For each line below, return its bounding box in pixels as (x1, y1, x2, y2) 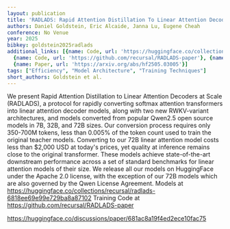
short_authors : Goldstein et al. (7, 73, 103, 81)
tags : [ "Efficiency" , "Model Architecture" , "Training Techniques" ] (7, 67, 207, 74)
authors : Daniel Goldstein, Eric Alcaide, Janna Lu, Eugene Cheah (7, 23, 201, 29)
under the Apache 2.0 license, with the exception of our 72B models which (7, 172, 218, 180)
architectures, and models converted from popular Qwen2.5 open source (7, 114, 214, 122)
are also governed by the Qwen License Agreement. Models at (7, 179, 183, 188)
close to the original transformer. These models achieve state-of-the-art (7, 150, 211, 159)
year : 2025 (7, 36, 38, 42)
